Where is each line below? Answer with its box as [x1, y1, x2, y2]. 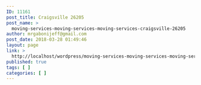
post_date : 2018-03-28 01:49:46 [6, 37, 87, 42]
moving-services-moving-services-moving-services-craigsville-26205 [11, 25, 186, 32]
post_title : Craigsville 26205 [6, 14, 84, 20]
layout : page [6, 42, 39, 48]
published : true [6, 59, 47, 65]
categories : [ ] [6, 70, 47, 76]
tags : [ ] [6, 64, 31, 71]
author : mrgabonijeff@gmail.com [6, 31, 87, 37]
